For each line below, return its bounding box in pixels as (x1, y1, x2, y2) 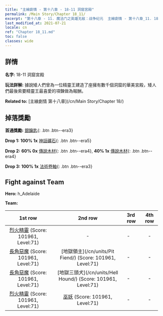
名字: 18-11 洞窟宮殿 (5, 71, 45, 78)
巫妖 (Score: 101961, (63, 294, 113, 300)
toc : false (5, 34, 27, 39)
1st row (19, 215, 37, 221)
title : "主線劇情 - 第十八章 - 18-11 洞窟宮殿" (5, 7, 95, 12)
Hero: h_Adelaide (5, 191, 40, 197)
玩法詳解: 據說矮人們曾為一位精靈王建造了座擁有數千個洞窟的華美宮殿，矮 (5, 82, 152, 88)
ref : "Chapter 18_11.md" (5, 30, 55, 34)
